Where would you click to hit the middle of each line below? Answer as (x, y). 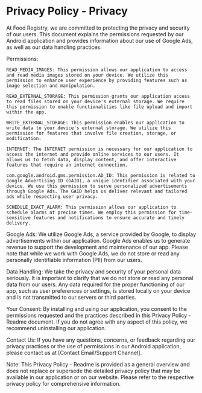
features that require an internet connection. (67, 165)
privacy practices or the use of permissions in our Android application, (94, 346)
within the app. (27, 112)
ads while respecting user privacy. (52, 197)
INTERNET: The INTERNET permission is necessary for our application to (99, 149)
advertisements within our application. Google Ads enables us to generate (98, 240)
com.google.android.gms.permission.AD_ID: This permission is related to (101, 175)
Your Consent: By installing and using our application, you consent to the (96, 308)
